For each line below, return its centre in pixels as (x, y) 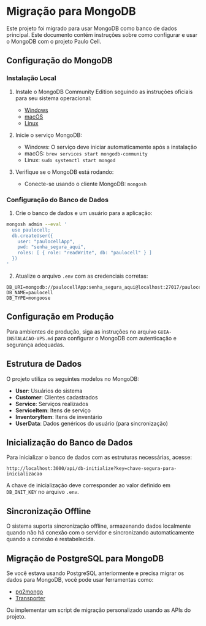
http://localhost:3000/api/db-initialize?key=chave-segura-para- (91, 469)
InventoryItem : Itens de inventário (59, 417)
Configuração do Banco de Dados (58, 200)
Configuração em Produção (60, 317)
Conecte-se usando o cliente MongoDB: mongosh (86, 184)
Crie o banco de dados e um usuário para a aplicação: (84, 213)
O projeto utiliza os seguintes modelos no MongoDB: (73, 378)
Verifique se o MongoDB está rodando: (64, 172)
